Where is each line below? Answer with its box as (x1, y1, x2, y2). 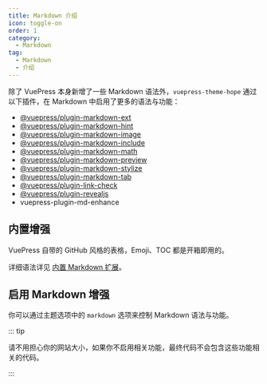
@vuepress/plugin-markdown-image (19, 129, 142, 139)
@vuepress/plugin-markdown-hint (19, 121, 134, 130)
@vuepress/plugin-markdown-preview (19, 155, 147, 164)
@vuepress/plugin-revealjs (19, 188, 109, 198)
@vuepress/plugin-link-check (19, 180, 118, 190)
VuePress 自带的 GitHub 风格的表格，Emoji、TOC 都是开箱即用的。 (8, 245, 229, 255)
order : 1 (8, 26, 37, 34)
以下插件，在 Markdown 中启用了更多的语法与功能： (8, 97, 180, 106)
